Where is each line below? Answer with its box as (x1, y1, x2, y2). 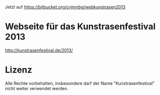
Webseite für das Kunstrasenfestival (5, 21, 156, 32)
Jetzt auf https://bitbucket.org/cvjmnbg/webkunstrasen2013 (5, 4, 126, 10)
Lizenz (5, 64, 32, 76)
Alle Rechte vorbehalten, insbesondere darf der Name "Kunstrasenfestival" (5, 80, 155, 86)
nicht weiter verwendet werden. (5, 85, 69, 91)
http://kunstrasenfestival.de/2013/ (5, 47, 73, 53)
